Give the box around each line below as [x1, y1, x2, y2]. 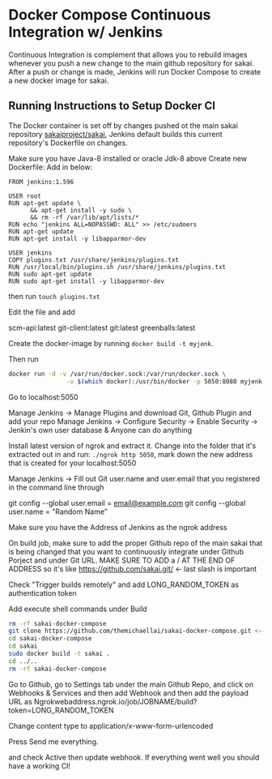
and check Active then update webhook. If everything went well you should [8, 752, 260, 762]
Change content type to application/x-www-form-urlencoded [8, 721, 214, 730]
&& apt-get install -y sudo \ [29, 206, 132, 214]
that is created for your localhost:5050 [8, 458, 137, 468]
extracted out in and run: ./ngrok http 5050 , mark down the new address [8, 449, 253, 459]
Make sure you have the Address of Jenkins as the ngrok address [8, 522, 227, 532]
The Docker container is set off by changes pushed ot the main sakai [8, 120, 239, 131]
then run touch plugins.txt [8, 291, 100, 301]
